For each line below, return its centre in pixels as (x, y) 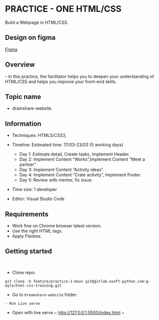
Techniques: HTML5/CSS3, (39, 135)
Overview (20, 65)
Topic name (23, 96)
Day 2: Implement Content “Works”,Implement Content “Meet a (82, 159)
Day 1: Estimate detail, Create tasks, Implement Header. (74, 154)
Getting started (29, 251)
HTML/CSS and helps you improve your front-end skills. (61, 82)
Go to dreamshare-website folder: (45, 294)
